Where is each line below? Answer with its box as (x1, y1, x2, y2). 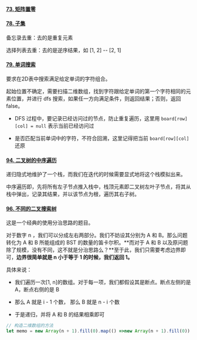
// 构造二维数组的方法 (6, 323, 54, 329)
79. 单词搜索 (6, 61, 36, 68)
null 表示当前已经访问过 (36, 122, 94, 129)
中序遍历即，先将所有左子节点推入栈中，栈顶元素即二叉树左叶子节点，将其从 (6, 183, 191, 190)
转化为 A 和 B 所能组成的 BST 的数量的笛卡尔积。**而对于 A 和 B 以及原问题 (6, 239, 189, 246)
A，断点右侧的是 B (14, 286, 60, 293)
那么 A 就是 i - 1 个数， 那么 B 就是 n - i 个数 (14, 298, 120, 305)
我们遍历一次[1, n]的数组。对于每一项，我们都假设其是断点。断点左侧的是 (14, 279, 191, 286)
